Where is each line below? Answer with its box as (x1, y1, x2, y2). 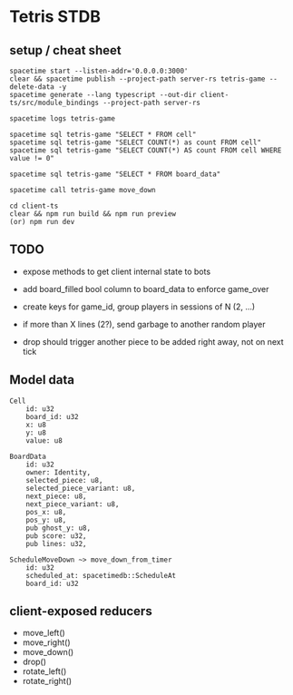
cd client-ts (9, 201, 59, 210)
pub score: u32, (25, 531, 88, 541)
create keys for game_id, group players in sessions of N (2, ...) (22, 301, 256, 312)
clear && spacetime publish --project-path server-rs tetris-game (9, 74, 266, 83)
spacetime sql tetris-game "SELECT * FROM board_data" (9, 170, 221, 179)
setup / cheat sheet (9, 43, 122, 58)
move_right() (22, 637, 71, 648)
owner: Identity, (25, 467, 92, 477)
